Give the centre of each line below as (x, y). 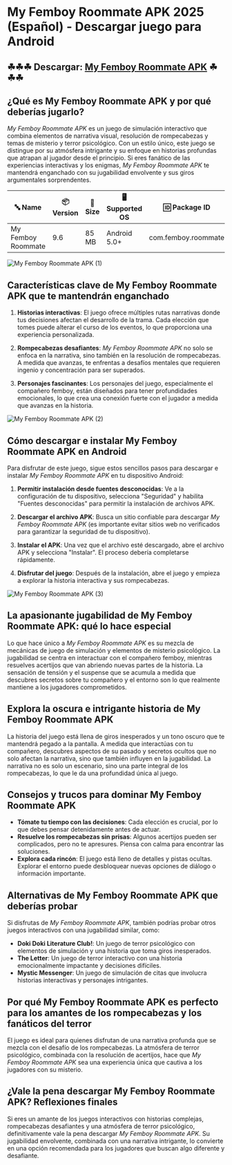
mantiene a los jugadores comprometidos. (67, 687)
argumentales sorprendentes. (49, 180)
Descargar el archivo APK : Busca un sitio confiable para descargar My (118, 517)
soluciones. (33, 852)
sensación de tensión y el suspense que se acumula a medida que (101, 672)
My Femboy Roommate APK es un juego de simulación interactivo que (107, 129)
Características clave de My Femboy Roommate (112, 285)
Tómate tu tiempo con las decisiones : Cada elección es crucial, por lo (118, 822)
